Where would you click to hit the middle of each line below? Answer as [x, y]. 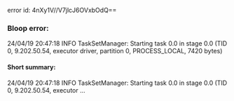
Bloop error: [28, 28]
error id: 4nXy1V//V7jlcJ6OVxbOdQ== [62, 10]
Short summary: [32, 67]
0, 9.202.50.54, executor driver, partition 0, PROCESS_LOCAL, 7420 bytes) [115, 51]
